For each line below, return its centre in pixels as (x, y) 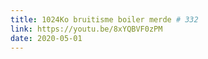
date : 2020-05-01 (46, 38)
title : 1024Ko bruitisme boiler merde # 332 (104, 19)
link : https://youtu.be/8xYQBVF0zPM (86, 29)
